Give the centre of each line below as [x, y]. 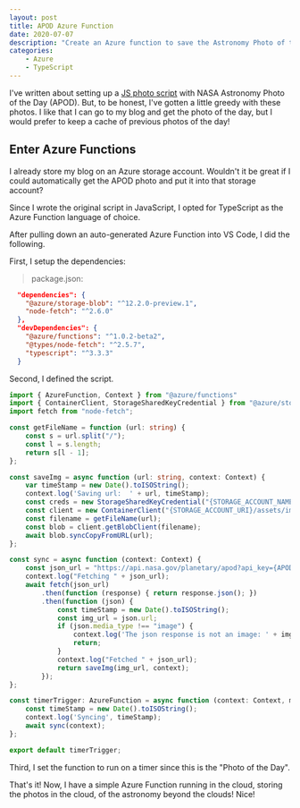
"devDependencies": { [58, 328]
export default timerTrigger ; [66, 750]
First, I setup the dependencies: [68, 261]
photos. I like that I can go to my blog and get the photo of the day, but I [141, 112]
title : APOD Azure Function [62, 26]
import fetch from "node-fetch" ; [71, 412]
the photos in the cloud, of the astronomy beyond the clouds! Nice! [133, 794]
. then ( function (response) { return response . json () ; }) [149, 593]
